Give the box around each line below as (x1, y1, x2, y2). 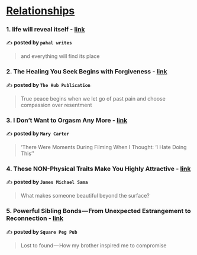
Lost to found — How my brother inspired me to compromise (20, 241, 167, 249)
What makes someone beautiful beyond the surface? (20, 192, 150, 199)
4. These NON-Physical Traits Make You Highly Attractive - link (6, 164, 191, 173)
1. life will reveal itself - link (6, 25, 85, 34)
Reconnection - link (6, 214, 64, 222)
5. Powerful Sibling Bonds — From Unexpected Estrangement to (6, 207, 191, 215)
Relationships (6, 4, 75, 18)
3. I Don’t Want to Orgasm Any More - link (6, 116, 128, 124)
